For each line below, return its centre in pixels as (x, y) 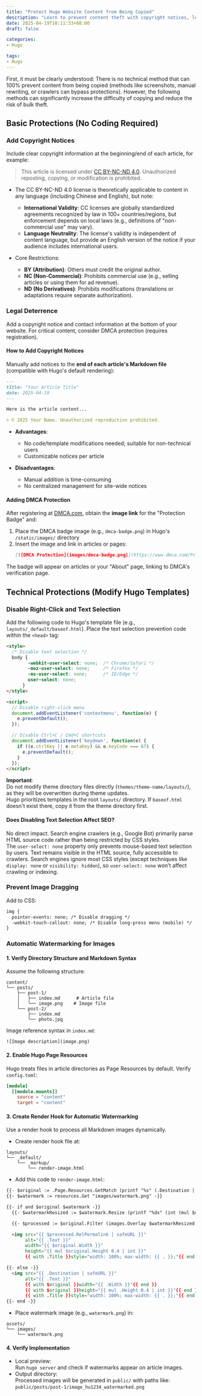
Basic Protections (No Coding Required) (82, 123)
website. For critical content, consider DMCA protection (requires (87, 330)
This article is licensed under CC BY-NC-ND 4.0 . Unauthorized (98, 172)
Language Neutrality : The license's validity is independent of (100, 233)
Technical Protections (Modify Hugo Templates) (98, 592)
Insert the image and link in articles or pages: (71, 544)
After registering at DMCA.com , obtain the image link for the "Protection (96, 513)
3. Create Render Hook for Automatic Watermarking (72, 1116)
